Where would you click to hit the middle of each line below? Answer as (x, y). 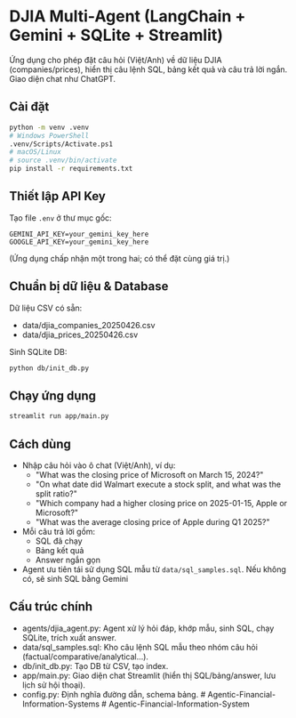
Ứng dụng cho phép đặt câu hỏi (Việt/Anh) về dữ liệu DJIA (116, 60)
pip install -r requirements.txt (71, 169)
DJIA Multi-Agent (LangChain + (128, 16)
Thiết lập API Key (58, 196)
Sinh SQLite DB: (38, 351)
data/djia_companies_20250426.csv (88, 325)
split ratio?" (56, 494)
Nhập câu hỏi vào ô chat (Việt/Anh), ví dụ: (99, 465)
